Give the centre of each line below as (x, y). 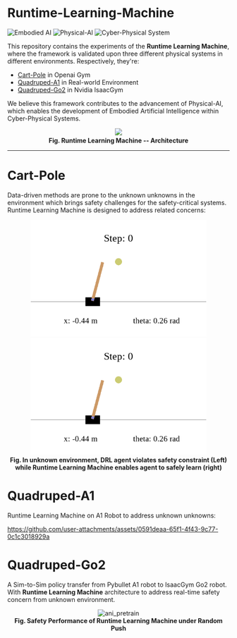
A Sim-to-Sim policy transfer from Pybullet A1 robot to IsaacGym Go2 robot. (117, 584)
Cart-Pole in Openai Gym (54, 75)
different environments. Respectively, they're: (73, 61)
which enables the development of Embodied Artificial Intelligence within (113, 111)
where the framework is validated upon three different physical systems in (115, 54)
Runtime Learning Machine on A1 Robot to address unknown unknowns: (112, 515)
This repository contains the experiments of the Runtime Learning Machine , (118, 46)
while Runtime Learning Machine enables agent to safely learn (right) (119, 467)
